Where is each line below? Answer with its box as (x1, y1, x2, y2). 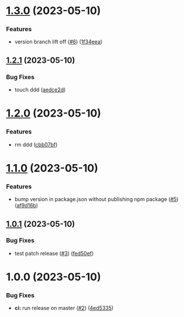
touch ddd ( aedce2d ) (14, 86, 66, 93)
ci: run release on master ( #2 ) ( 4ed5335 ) (14, 305, 114, 312)
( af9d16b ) (14, 202, 39, 209)
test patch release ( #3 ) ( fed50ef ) (14, 250, 94, 257)
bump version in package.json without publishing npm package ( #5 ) (14, 196, 179, 203)
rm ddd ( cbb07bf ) (14, 141, 58, 148)
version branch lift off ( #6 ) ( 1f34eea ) (14, 38, 103, 45)
